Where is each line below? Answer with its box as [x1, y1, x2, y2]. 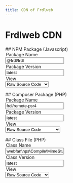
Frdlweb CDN [5, 29, 62, 41]
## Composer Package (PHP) [5, 91, 67, 97]
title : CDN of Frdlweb [5, 7, 53, 13]
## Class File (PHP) [5, 136, 46, 142]
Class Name [6, 142, 31, 148]
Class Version [6, 154, 35, 160]
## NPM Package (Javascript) [5, 46, 68, 52]
